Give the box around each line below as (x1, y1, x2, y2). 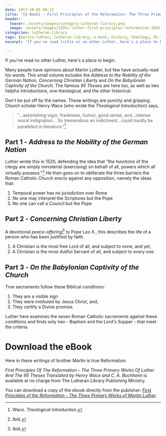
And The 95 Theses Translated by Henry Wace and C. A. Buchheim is (5, 372, 147, 378)
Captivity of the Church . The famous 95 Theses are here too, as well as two (5, 82, 160, 88)
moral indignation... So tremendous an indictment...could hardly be (17, 117, 153, 123)
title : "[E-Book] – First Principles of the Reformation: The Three (5, 12, 149, 17)
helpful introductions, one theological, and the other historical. (5, 87, 132, 94)
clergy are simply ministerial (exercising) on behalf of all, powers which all (5, 164, 156, 170)
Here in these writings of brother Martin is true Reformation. (5, 357, 127, 363)
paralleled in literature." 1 (17, 122, 66, 129)
